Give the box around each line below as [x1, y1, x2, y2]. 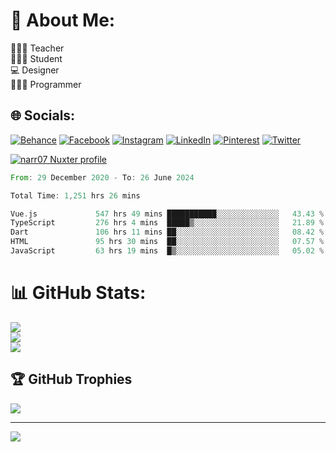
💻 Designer [10, 64, 60, 76]
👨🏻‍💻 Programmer [10, 78, 82, 90]
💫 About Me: [10, 9, 116, 32]
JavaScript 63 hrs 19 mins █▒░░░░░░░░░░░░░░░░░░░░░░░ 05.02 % [10, 246, 325, 256]
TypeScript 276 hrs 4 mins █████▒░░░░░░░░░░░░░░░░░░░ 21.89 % [10, 218, 325, 228]
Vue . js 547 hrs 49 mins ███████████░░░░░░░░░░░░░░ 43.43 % [10, 209, 325, 219]
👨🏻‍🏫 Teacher [10, 42, 65, 54]
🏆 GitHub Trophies [10, 371, 133, 388]
